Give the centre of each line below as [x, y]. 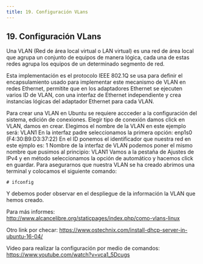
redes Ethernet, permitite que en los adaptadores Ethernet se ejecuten [95, 89]
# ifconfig [20, 183]
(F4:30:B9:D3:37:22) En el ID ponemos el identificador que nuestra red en [99, 139]
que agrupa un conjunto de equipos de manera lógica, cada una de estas [98, 58]
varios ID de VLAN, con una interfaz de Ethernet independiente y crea [94, 95]
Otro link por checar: [32, 230]
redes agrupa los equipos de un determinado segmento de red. [86, 64]
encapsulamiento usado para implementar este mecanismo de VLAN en [96, 82]
